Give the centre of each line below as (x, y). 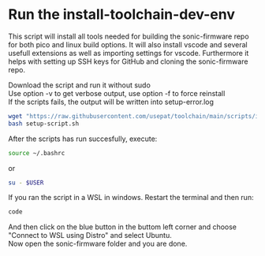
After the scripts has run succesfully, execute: (83, 139)
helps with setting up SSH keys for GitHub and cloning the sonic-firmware (128, 61)
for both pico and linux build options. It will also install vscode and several (128, 44)
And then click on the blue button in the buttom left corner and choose (123, 227)
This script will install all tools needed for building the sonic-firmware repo (129, 36)
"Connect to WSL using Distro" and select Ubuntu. (90, 236)
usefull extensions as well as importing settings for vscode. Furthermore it (129, 53)
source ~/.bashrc (37, 153)
